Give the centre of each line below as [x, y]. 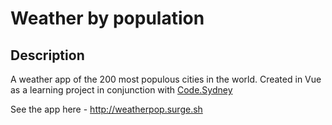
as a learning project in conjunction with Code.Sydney [121, 90]
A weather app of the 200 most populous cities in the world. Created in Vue [166, 79]
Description [47, 55]
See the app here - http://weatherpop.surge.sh [106, 109]
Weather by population [107, 18]
